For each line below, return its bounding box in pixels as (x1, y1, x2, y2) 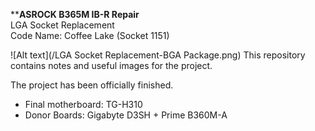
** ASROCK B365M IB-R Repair (10, 9, 140, 20)
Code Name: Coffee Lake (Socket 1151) (10, 30, 170, 41)
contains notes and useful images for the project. (10, 60, 213, 71)
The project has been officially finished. (10, 79, 174, 91)
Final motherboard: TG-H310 (24, 99, 143, 110)
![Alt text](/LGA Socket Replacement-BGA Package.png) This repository (10, 49, 306, 61)
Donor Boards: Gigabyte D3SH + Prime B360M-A (24, 109, 228, 121)
